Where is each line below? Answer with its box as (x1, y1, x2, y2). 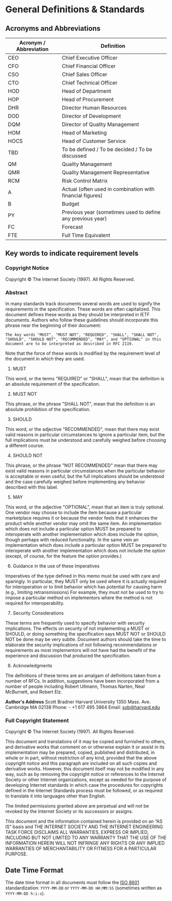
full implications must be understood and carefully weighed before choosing (5, 437, 166, 443)
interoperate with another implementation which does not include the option (5, 547, 165, 554)
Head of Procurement (61, 96, 114, 103)
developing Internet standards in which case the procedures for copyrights (5, 782, 163, 788)
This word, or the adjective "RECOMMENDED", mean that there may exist (5, 426, 160, 432)
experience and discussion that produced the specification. (5, 652, 131, 659)
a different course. (5, 442, 45, 448)
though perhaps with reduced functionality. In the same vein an (5, 537, 139, 543)
